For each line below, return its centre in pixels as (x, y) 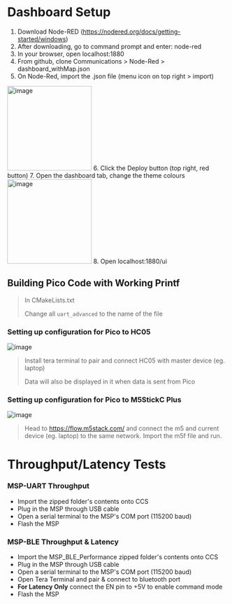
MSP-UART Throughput (48, 486)
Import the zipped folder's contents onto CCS (83, 501)
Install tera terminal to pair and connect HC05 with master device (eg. (124, 360)
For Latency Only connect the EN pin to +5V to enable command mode (120, 587)
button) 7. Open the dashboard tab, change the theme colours (96, 175)
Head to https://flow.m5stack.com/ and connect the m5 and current (122, 428)
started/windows (42, 38)
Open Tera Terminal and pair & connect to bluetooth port (99, 580)
